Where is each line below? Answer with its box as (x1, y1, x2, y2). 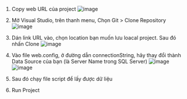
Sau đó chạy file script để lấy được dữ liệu (11, 76, 112, 82)
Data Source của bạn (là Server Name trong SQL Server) (11, 58, 147, 65)
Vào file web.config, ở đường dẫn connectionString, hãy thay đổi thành (11, 52, 182, 58)
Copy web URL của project (11, 6, 76, 12)
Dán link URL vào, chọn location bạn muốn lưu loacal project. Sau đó (11, 34, 177, 41)
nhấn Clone (11, 41, 40, 47)
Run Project (11, 87, 40, 93)
